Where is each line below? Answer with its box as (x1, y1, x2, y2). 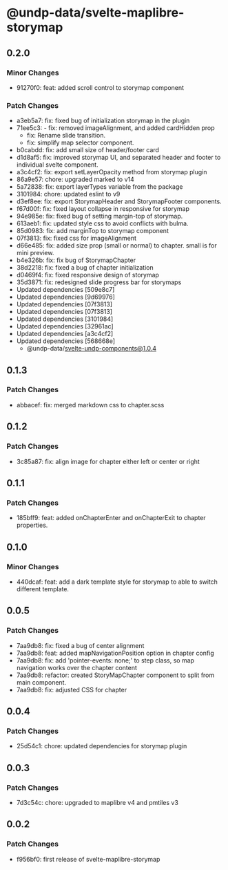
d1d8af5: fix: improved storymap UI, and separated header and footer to (16, 154, 221, 162)
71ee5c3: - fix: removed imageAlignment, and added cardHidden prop (16, 124, 215, 132)
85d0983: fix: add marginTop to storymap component (16, 227, 169, 235)
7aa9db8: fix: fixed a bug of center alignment (16, 641, 145, 649)
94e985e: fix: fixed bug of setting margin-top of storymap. (16, 212, 183, 221)
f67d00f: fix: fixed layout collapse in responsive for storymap (16, 205, 190, 213)
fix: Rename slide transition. (26, 131, 106, 140)
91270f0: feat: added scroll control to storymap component (16, 83, 184, 91)
